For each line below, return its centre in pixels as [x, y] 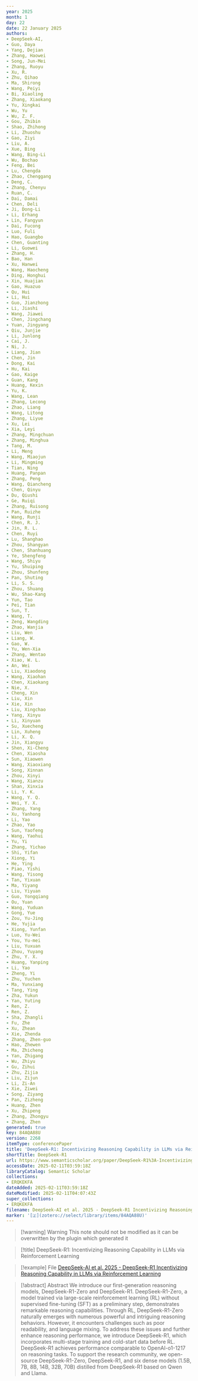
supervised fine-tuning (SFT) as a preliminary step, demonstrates [100, 1304]
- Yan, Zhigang [25, 1056]
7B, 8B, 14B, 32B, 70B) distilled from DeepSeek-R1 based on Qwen [101, 1367]
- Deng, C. [19, 182]
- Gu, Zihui [21, 1067]
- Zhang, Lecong [26, 402]
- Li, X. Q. [21, 737]
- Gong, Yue [21, 913]
